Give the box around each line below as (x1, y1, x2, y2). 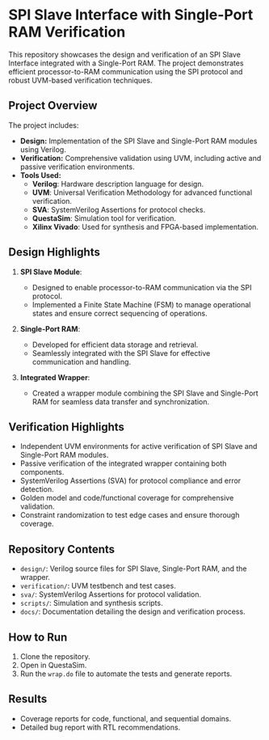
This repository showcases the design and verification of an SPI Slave (8, 49, 241, 59)
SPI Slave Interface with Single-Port (8, 6, 254, 24)
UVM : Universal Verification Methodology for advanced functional (32, 188, 253, 197)
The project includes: (8, 120, 79, 130)
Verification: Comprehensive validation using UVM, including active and (19, 153, 262, 163)
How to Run (8, 630, 68, 644)
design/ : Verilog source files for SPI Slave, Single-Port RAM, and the (19, 564, 247, 573)
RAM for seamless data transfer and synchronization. (32, 396, 210, 406)
